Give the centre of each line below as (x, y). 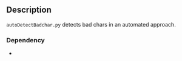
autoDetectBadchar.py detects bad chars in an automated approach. (91, 24)
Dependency (26, 40)
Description (29, 10)
